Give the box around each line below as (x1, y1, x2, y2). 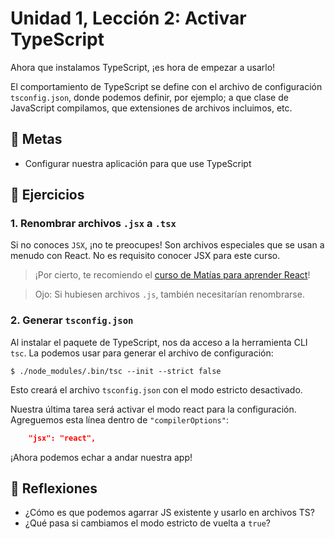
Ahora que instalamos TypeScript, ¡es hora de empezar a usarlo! (10, 61, 276, 73)
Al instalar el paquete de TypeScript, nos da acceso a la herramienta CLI (10, 336, 308, 348)
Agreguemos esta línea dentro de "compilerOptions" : (10, 413, 229, 426)
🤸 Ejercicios (10, 187, 85, 204)
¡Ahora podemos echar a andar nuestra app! (10, 451, 193, 463)
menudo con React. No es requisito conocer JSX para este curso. (10, 250, 281, 262)
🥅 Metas (10, 131, 63, 148)
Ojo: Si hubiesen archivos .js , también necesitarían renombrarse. (34, 288, 305, 301)
